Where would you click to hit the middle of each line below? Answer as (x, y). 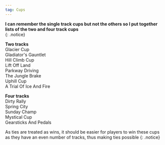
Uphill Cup (16, 81)
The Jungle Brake (23, 75)
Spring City (17, 106)
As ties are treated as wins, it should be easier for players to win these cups (82, 132)
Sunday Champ (21, 112)
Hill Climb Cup (20, 60)
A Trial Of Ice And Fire (28, 86)
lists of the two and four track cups (42, 29)
